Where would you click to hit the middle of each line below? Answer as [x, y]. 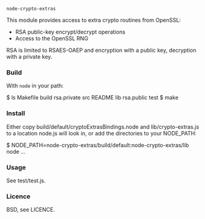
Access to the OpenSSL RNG [52, 38]
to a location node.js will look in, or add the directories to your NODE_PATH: [102, 133]
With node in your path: [35, 86]
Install [16, 113]
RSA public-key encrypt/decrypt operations [70, 32]
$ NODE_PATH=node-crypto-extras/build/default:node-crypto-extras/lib [98, 145]
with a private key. [29, 57]
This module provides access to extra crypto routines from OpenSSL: [94, 20]
